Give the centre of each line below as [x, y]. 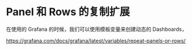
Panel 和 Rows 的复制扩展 [68, 12]
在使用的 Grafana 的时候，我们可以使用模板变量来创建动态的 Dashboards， [97, 29]
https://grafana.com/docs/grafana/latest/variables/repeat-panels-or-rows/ [96, 41]
